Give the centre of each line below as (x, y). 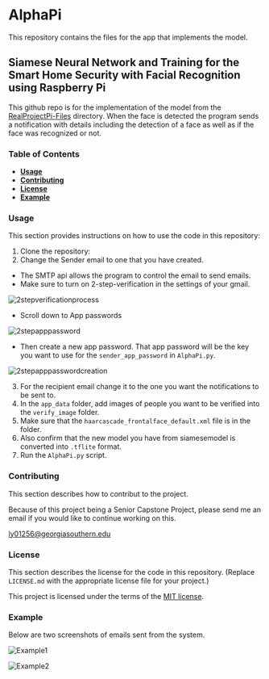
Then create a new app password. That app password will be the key (134, 347)
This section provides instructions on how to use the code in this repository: (134, 236)
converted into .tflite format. (71, 446)
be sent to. (38, 395)
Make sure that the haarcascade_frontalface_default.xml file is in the (135, 421)
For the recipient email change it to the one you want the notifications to (139, 387)
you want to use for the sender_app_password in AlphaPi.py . (118, 355)
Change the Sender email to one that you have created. (112, 260)
